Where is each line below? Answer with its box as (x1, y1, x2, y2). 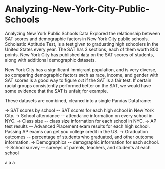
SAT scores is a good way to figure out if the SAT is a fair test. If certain (5, 77, 152, 83)
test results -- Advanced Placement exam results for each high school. (5, 123, 150, 129)
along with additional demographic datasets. (5, 57, 96, 63)
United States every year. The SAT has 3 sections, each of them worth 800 (5, 46, 159, 52)
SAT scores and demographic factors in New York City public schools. (5, 36, 149, 42)
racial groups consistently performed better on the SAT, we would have (5, 82, 151, 88)
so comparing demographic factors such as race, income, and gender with (5, 72, 159, 78)
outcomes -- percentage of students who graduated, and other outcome (5, 134, 154, 140)
